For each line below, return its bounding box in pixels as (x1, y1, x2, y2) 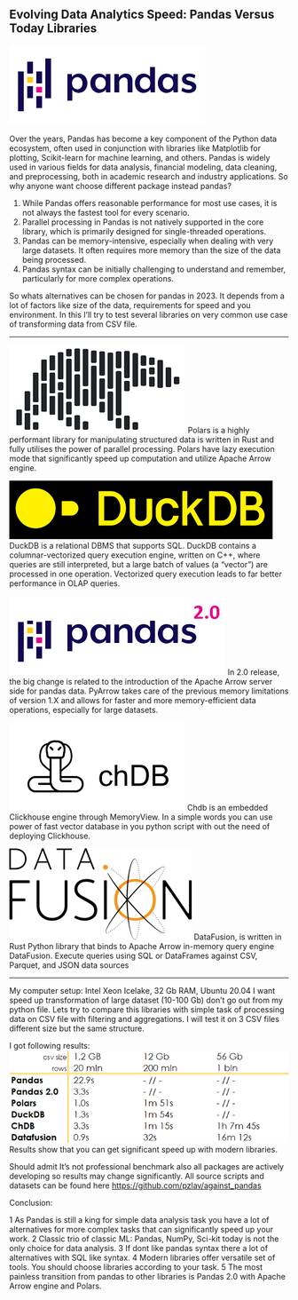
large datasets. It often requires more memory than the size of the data (21, 244, 281, 256)
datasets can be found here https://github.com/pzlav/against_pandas (9, 1180, 262, 1191)
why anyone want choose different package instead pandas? (9, 180, 232, 191)
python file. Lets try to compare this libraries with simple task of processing (9, 1003, 286, 1015)
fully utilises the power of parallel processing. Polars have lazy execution (9, 443, 275, 454)
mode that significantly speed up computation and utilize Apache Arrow (9, 453, 272, 464)
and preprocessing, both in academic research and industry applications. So (9, 170, 288, 181)
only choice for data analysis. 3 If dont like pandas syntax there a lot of (9, 1242, 269, 1253)
